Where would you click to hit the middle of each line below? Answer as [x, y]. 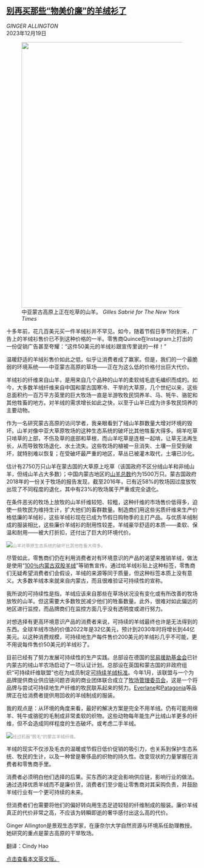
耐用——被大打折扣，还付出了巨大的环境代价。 [75, 532]
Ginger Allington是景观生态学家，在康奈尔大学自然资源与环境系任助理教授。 [101, 825]
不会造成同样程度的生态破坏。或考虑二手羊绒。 [81, 723]
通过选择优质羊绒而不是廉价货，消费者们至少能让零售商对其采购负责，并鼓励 [102, 784]
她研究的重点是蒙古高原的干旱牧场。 [52, 833]
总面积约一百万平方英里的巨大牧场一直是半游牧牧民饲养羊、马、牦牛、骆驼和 [102, 395]
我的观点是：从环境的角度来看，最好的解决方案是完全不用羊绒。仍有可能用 [99, 708]
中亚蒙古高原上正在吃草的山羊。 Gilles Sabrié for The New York [101, 312]
